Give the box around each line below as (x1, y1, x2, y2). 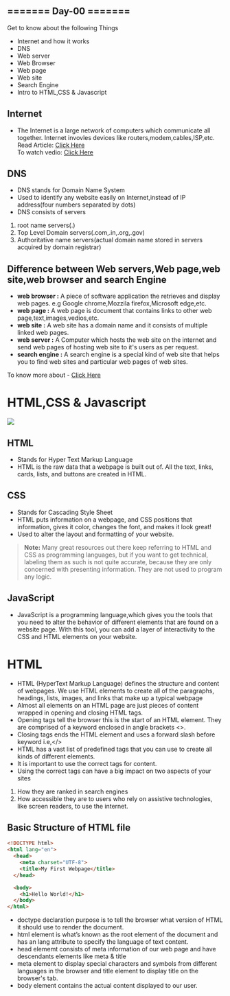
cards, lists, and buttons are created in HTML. (16, 470, 147, 478)
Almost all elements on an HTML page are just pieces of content (16, 701, 199, 709)
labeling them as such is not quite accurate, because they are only (23, 557, 212, 566)
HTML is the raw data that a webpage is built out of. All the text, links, (16, 463, 214, 471)
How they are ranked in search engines (16, 787, 128, 796)
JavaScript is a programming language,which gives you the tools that (16, 610, 213, 618)
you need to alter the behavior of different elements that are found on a (16, 618, 218, 626)
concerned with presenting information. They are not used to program (23, 565, 222, 573)
